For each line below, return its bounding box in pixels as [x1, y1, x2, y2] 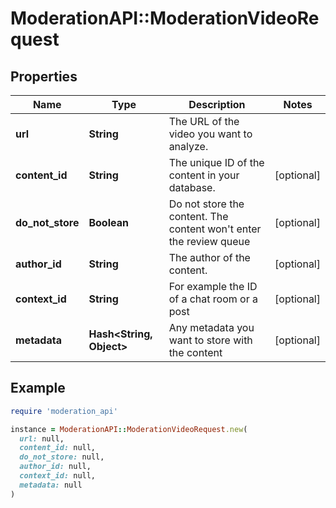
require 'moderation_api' [10, 406, 118, 416]
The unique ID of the [168, 156, 265, 169]
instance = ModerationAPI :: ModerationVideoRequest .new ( [10, 424, 248, 434]
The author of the [168, 251, 251, 264]
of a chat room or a [168, 292, 258, 306]
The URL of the [168, 115, 240, 128]
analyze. [168, 140, 209, 153]
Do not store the [168, 197, 245, 211]
